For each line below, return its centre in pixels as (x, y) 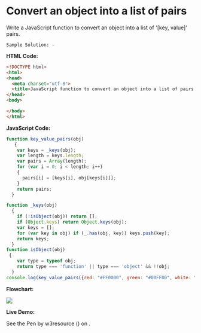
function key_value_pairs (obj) (45, 139)
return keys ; (33, 239)
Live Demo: (20, 311)
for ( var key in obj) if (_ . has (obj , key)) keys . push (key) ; (93, 233)
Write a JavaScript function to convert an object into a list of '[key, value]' (97, 28)
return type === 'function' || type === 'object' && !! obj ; (93, 267)
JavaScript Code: (28, 128)
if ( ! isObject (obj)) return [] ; (57, 216)
